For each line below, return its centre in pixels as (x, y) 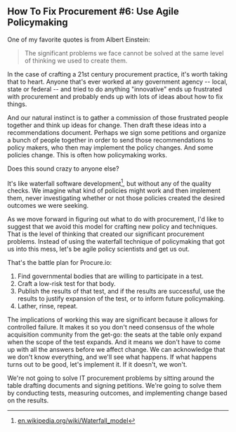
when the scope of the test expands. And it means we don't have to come (114, 342)
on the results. (28, 400)
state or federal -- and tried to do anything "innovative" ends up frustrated (115, 89)
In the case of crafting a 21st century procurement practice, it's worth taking (118, 74)
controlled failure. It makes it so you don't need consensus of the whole (111, 327)
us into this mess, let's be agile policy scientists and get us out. (98, 249)
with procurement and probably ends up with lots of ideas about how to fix (115, 96)
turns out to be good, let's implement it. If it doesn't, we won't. (97, 365)
